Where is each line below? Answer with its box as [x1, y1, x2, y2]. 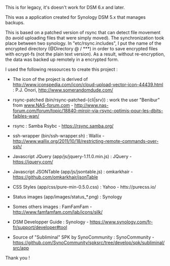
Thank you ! [5, 255, 30, 261]
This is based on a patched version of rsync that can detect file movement [5, 29, 161, 35]
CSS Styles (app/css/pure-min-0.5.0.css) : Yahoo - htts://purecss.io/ [12, 184, 156, 190]
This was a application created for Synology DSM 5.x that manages [5, 14, 146, 20]
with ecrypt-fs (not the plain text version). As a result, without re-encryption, [5, 51, 165, 57]
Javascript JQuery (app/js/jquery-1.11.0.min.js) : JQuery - [12, 154, 132, 159]
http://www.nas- [74, 102, 109, 108]
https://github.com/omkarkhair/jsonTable [12, 174, 98, 180]
